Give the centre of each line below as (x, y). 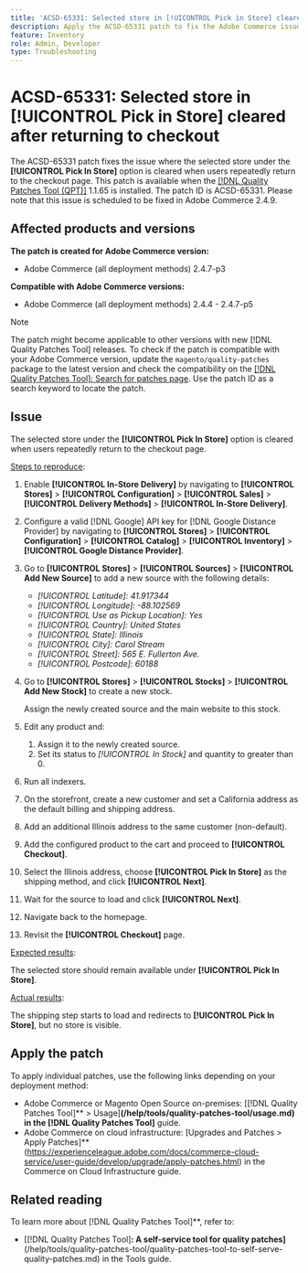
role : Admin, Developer (56, 43)
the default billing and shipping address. (99, 808)
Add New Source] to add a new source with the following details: (146, 578)
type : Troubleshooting (53, 52)
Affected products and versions (103, 229)
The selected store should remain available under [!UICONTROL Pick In (145, 969)
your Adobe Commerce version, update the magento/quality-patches (140, 358)
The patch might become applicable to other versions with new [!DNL (141, 339)
